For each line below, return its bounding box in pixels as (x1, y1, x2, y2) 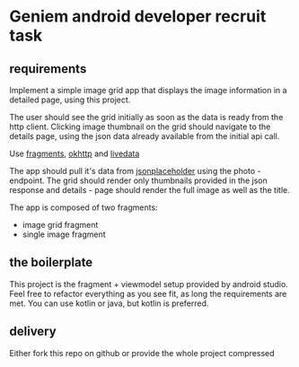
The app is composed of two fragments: (9, 202, 159, 213)
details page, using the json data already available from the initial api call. (9, 131, 280, 141)
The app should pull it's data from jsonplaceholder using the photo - (9, 166, 262, 176)
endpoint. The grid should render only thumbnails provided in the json (9, 175, 268, 186)
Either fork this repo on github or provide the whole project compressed (9, 347, 276, 358)
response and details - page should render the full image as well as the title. (9, 185, 290, 195)
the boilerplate (9, 255, 93, 270)
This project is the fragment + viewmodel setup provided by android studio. (9, 278, 289, 289)
